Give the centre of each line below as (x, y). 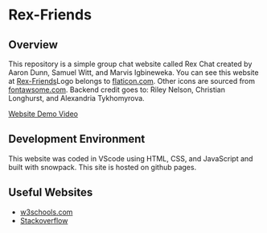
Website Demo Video (43, 114)
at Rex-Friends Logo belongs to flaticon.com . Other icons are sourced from (132, 81)
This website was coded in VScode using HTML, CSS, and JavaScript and (131, 158)
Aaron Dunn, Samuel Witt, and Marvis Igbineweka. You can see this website (133, 73)
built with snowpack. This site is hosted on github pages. (103, 167)
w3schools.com (46, 212)
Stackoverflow (44, 220)
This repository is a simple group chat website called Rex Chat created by (130, 64)
